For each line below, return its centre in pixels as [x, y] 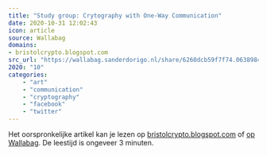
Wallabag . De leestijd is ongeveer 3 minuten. [81, 143]
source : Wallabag [37, 38]
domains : [23, 45]
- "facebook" [44, 104]
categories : [28, 75]
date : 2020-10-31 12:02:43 [53, 23]
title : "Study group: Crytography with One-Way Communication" [115, 15]
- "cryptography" [51, 97]
